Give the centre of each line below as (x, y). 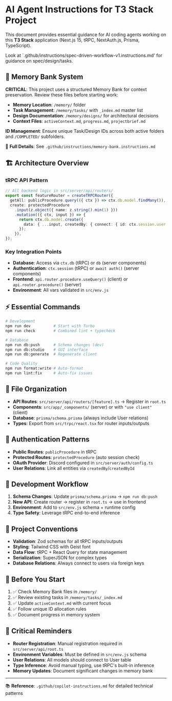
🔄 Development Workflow (47, 484)
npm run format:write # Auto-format (44, 368)
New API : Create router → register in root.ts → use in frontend (79, 502)
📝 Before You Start (35, 579)
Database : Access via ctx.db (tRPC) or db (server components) (80, 263)
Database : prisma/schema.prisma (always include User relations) (81, 418)
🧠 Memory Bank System (44, 77)
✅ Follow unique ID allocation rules (49, 609)
